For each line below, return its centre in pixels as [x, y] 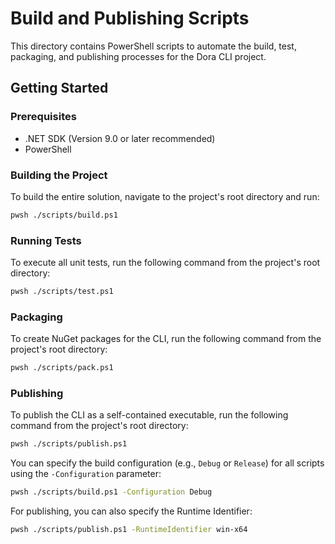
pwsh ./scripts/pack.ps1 [62, 368]
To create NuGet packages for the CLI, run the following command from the [166, 339]
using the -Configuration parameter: [86, 474]
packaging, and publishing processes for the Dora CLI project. [138, 56]
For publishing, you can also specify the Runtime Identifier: [131, 511]
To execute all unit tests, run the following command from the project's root [165, 263]
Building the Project [59, 175]
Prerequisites [43, 117]
